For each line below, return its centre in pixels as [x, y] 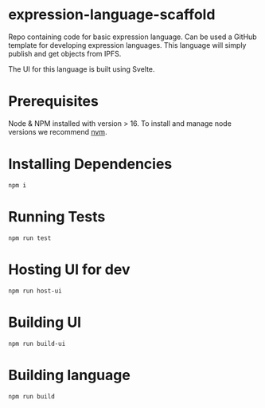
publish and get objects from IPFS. [65, 53]
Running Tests [57, 217]
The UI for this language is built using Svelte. [82, 69]
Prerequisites [54, 102]
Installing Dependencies [90, 164]
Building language [70, 375]
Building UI [45, 322]
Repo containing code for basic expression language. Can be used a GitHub [132, 37]
